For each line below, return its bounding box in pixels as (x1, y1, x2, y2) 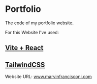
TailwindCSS (5, 60, 45, 69)
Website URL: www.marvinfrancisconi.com (5, 74, 92, 80)
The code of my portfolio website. (5, 20, 74, 26)
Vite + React (5, 43, 44, 52)
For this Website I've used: (5, 29, 59, 35)
